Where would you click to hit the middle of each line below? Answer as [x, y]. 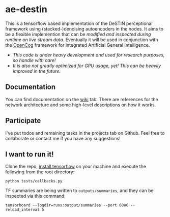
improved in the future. [37, 71]
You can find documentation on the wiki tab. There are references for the [82, 99]
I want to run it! [30, 154]
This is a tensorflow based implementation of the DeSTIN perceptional [79, 23]
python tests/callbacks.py [34, 181]
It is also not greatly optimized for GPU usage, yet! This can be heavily [87, 66]
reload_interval [22, 210]
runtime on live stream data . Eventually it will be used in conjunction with [82, 40]
